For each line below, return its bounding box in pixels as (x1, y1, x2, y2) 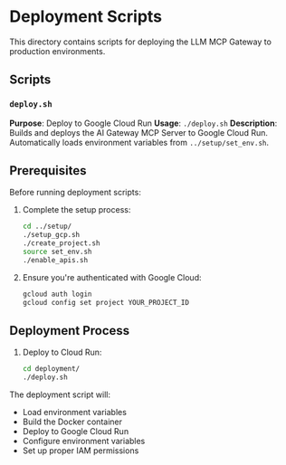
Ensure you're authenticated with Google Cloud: (22, 271, 202, 282)
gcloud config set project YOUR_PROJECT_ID (22, 298, 190, 307)
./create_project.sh (22, 239, 100, 248)
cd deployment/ (22, 365, 81, 374)
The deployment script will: (9, 389, 111, 400)
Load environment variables (22, 407, 127, 418)
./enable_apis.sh (22, 255, 89, 264)
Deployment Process (9, 323, 130, 338)
